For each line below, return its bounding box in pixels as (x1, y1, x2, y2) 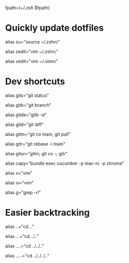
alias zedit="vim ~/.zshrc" (5, 48, 58, 55)
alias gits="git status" (5, 92, 49, 98)
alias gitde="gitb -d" (5, 112, 47, 118)
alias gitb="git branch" (5, 102, 51, 108)
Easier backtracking (5, 207, 90, 218)
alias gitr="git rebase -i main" (5, 141, 66, 147)
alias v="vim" (5, 170, 32, 176)
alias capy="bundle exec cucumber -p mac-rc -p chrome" (5, 160, 125, 166)
